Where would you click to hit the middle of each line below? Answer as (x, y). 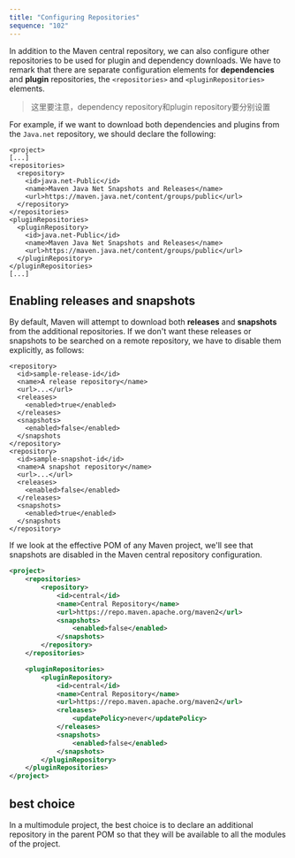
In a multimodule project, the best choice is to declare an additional (131, 825)
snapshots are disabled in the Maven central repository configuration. (136, 555)
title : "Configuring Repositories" (75, 17)
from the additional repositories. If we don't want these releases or (130, 332)
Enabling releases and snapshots (102, 300)
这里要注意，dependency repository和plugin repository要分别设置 (151, 106)
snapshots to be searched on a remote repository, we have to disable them (145, 341)
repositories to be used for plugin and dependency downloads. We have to (145, 60)
